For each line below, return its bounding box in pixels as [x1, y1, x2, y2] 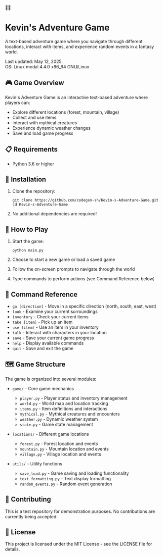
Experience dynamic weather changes [12, 125, 91, 131]
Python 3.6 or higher [12, 161, 54, 167]
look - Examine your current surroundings [12, 308, 98, 314]
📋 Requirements [5, 145, 58, 153]
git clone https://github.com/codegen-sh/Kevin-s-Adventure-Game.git [12, 198, 159, 203]
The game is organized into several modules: [5, 376, 97, 382]
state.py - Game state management [19, 421, 93, 427]
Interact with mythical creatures [12, 119, 78, 126]
